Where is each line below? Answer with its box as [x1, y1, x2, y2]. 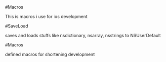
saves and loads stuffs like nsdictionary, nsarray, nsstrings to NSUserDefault [5, 33, 161, 38]
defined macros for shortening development [5, 51, 95, 57]
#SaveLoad [5, 23, 29, 29]
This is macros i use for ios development [5, 14, 88, 19]
